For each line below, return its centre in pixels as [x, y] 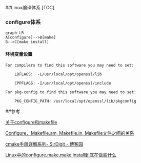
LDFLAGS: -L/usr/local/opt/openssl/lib [58, 74]
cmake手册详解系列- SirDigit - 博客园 [44, 144]
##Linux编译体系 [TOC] [30, 7]
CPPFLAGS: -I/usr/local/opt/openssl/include [63, 83]
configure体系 [23, 22]
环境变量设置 [19, 54]
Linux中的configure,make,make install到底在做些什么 [61, 155]
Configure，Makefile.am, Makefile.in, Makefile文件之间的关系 [70, 133]
